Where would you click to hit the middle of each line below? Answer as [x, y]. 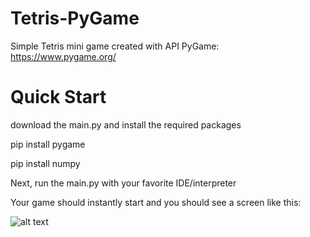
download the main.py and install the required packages [126, 124]
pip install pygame [48, 144]
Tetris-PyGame [75, 18]
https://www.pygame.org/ [63, 56]
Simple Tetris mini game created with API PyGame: [115, 46]
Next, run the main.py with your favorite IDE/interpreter [123, 183]
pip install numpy [45, 163]
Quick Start [58, 97]
